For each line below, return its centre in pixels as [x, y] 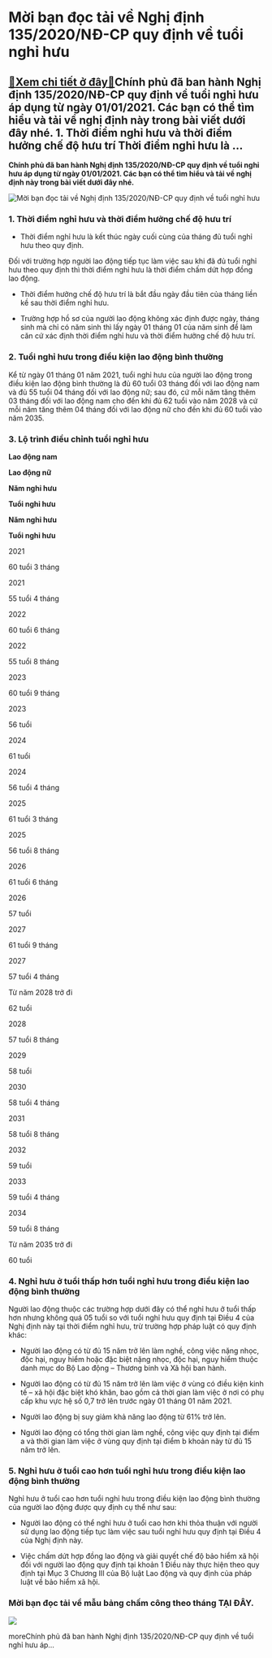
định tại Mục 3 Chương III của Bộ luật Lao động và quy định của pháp [136, 1573]
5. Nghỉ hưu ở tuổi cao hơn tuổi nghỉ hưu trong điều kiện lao [127, 1471]
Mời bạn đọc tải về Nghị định [106, 17]
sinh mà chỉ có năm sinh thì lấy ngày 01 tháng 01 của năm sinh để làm [136, 327]
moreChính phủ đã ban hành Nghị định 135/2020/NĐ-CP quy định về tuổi [131, 1636]
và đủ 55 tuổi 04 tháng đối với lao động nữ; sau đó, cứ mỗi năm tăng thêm [132, 392]
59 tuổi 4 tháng [34, 1197]
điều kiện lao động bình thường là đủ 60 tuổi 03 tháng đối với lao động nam [134, 383]
